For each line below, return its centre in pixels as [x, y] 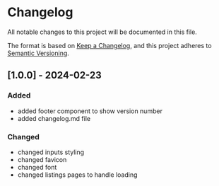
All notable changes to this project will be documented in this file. [102, 32]
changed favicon [42, 159]
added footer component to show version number [90, 111]
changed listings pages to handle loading [77, 175]
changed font [37, 167]
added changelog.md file [54, 118]
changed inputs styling [51, 152]
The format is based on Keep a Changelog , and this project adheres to [109, 45]
